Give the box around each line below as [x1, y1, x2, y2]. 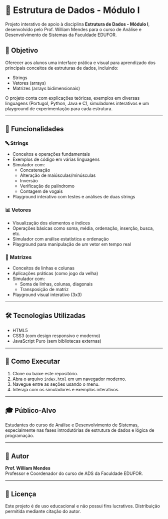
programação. [5, 433, 34, 439]
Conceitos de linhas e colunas [12, 265, 75, 271]
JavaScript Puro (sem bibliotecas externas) [12, 338, 101, 344]
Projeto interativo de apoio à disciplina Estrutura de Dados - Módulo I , [5, 21, 150, 27]
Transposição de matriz [19, 287, 69, 293]
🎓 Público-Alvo [5, 406, 56, 415]
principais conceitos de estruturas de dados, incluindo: [5, 65, 118, 71]
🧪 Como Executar [5, 357, 60, 366]
